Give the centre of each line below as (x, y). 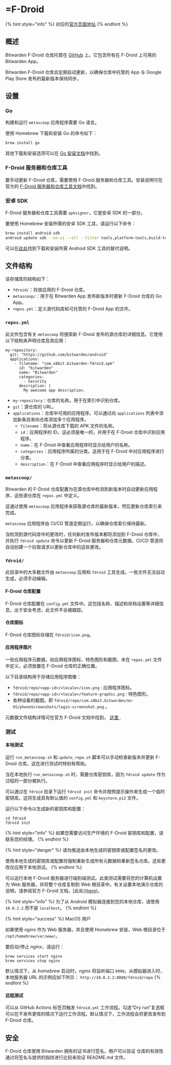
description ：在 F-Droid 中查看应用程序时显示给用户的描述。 (84, 464)
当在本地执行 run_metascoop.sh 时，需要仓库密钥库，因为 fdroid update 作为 (85, 774)
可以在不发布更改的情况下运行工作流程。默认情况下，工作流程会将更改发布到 (85, 1014)
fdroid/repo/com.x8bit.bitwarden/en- (94, 701)
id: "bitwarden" (36, 368)
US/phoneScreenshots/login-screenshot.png (58, 707)
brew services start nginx (34, 957)
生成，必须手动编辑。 (27, 579)
